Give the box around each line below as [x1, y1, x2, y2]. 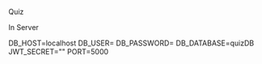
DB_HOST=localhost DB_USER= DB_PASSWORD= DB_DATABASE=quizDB [8, 38, 255, 48]
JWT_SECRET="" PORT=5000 [8, 47, 109, 56]
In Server [8, 23, 39, 32]
